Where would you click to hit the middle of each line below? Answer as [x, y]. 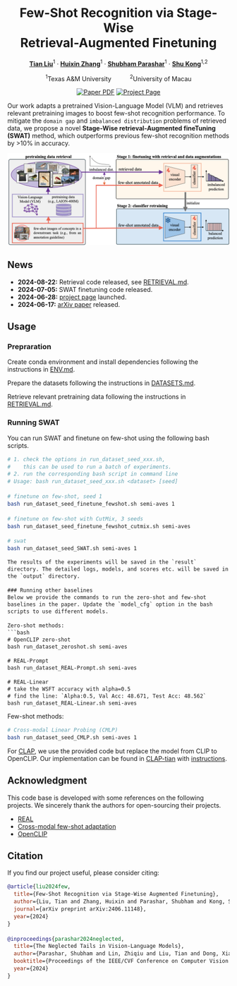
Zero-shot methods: [36, 626]
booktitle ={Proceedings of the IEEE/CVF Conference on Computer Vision [121, 961]
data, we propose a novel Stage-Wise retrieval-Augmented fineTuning [112, 128]
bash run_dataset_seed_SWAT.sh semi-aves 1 [72, 549]
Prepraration [29, 347]
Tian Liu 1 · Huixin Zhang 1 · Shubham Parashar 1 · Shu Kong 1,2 [119, 63]
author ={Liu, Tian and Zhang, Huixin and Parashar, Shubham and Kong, [120, 902]
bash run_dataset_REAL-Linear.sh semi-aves [72, 703]
